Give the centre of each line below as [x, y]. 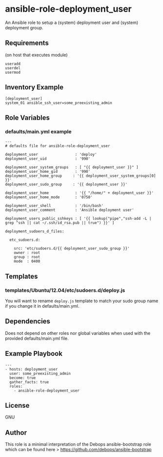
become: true [23, 378]
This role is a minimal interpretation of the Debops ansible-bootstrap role [78, 444]
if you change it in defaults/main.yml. [42, 306]
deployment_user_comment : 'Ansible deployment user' [70, 210]
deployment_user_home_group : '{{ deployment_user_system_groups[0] [81, 176]
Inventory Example [34, 87]
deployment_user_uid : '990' [48, 159]
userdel [13, 68]
